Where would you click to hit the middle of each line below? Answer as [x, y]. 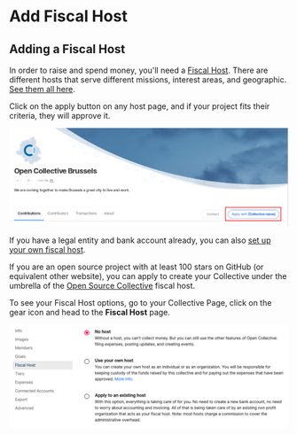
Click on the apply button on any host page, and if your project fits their [140, 106]
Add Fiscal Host [69, 16]
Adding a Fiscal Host [67, 49]
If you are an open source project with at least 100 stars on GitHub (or [137, 267]
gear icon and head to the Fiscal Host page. [90, 312]
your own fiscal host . [47, 249]
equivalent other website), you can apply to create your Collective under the [148, 276]
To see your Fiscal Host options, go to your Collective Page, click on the [141, 302]
